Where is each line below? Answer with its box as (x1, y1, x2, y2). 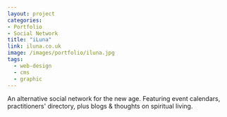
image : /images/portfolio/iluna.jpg (7, 50, 115, 57)
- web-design (13, 62, 52, 69)
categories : (7, 17, 42, 24)
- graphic (13, 75, 42, 83)
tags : (7, 56, 23, 63)
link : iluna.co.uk (7, 43, 61, 50)
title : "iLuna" (7, 36, 52, 43)
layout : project (7, 10, 55, 18)
